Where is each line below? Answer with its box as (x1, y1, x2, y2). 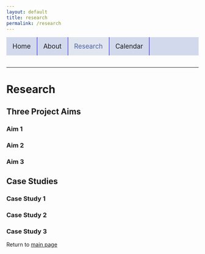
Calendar (115, 42, 143, 51)
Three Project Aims (6, 106, 81, 116)
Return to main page (6, 241, 58, 249)
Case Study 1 (6, 194, 46, 203)
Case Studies (6, 176, 58, 186)
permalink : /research (6, 20, 62, 26)
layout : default (6, 9, 48, 15)
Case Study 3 (6, 227, 48, 235)
